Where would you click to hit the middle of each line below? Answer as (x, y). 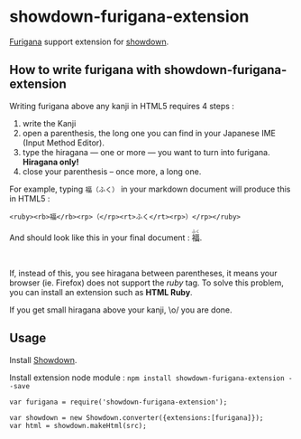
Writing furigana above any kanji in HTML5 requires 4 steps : (122, 106)
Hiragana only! (50, 162)
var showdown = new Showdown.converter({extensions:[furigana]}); (137, 417)
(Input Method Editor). (64, 143)
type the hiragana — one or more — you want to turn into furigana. (146, 152)
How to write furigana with (86, 70)
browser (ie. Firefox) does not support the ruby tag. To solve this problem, (146, 283)
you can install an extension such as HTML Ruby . (101, 292)
